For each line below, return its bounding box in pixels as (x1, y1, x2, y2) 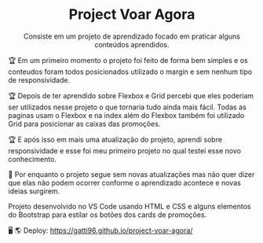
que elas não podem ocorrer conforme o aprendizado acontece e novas (8, 178, 241, 187)
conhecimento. (8, 154, 57, 164)
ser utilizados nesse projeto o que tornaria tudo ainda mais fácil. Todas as (8, 102, 247, 112)
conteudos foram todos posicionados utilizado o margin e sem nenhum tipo (8, 67, 253, 76)
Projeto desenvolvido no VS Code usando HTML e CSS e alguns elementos (8, 201, 251, 211)
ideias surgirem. (8, 186, 60, 196)
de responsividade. (8, 75, 71, 84)
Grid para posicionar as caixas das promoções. (8, 119, 161, 128)
